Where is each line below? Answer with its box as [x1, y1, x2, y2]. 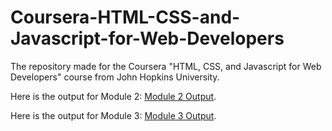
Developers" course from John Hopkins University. [10, 71, 220, 83]
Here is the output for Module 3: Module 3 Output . [10, 109, 217, 121]
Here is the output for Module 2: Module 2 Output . [10, 90, 217, 102]
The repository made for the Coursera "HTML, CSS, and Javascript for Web [10, 60, 322, 72]
